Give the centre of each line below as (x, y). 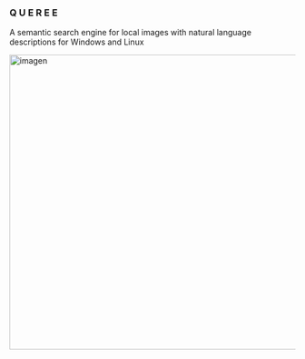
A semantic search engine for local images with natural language (131, 33)
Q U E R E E (34, 13)
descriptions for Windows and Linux (77, 42)
